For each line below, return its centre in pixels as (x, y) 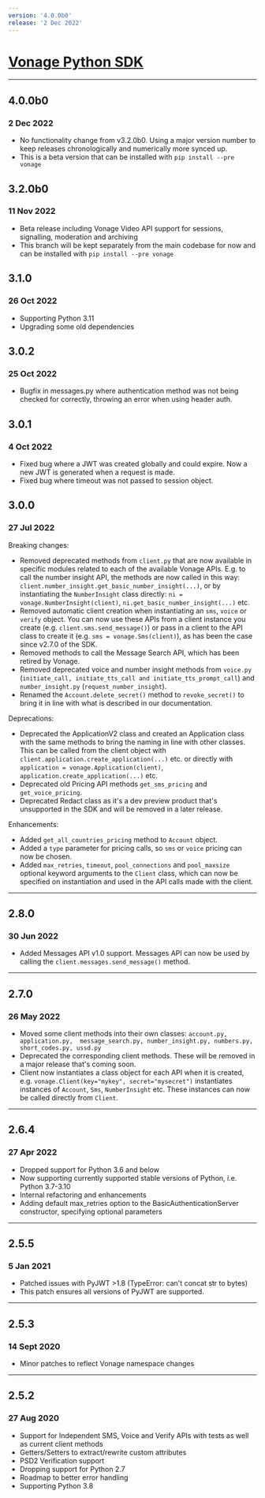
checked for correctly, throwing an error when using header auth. (126, 399)
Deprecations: (31, 718)
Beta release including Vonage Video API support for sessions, (121, 228)
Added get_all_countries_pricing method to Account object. (119, 839)
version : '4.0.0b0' (40, 15)
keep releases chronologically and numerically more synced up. (123, 149)
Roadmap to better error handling (74, 1477)
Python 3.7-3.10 (45, 1186)
